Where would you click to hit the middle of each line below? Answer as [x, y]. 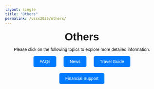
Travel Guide [112, 61]
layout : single [20, 9]
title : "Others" [21, 14]
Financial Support [82, 78]
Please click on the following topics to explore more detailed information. [82, 49]
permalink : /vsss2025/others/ [36, 18]
